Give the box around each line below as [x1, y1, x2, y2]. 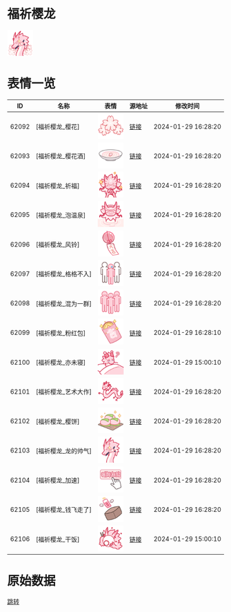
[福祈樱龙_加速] [35, 476, 80, 484]
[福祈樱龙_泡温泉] [35, 211, 86, 219]
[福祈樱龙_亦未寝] [35, 358, 86, 367]
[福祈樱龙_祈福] [35, 181, 80, 190]
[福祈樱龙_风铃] [35, 240, 80, 249]
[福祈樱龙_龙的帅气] [35, 446, 92, 455]
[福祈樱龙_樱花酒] [35, 152, 86, 160]
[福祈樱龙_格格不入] [35, 270, 92, 278]
